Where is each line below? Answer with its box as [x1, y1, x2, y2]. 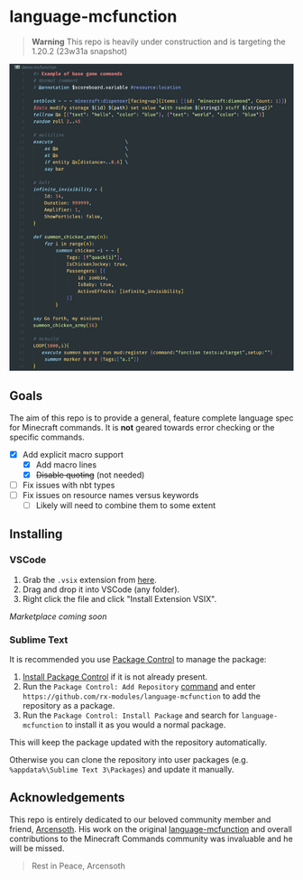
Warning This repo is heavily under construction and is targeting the [31, 36, 286, 47]
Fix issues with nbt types [22, 479, 115, 490]
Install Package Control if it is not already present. [22, 671, 208, 682]
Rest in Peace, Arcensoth [31, 860, 126, 871]
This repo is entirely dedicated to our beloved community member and [9, 814, 271, 825]
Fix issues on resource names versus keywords [22, 489, 199, 500]
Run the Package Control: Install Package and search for [22, 709, 240, 720]
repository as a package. [22, 699, 115, 710]
